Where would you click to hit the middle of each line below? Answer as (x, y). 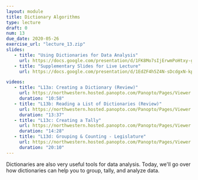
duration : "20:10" (42, 147)
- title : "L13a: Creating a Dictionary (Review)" (76, 88)
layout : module (25, 11)
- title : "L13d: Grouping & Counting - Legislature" (80, 137)
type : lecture (24, 22)
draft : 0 (17, 28)
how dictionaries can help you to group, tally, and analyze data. (83, 170)
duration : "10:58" (42, 99)
